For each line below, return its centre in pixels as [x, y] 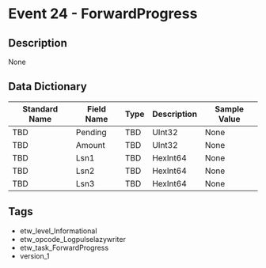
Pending [91, 132]
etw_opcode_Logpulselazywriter [73, 239]
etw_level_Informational [58, 231]
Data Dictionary [47, 87]
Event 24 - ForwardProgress [103, 14]
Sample [229, 109]
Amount [90, 145]
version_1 [34, 256]
